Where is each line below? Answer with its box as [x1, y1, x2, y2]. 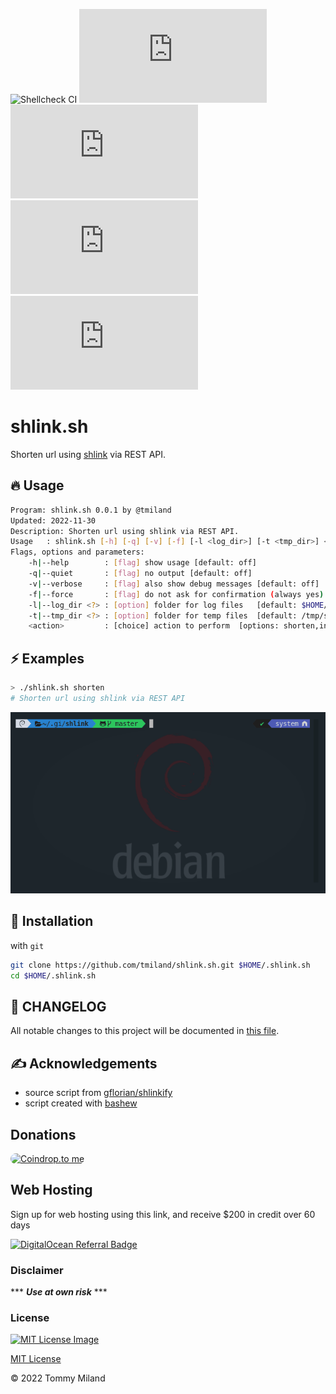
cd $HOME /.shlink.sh [10, 970, 97, 981]
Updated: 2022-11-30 [10, 515, 97, 526]
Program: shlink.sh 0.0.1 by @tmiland [10, 505, 172, 515]
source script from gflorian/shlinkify [24, 1087, 173, 1099]
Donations [10, 1126, 77, 1143]
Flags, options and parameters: [10, 547, 145, 558]
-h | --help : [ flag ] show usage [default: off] [28, 558, 257, 568]
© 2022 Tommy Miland [10, 1372, 106, 1384]
